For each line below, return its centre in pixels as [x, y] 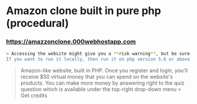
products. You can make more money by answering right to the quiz [102, 83]
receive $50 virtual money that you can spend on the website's [96, 77]
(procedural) [38, 23]
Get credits [34, 96]
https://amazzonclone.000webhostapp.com [71, 42]
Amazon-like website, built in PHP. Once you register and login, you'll [104, 71]
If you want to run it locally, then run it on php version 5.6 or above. [99, 59]
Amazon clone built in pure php [84, 11]
